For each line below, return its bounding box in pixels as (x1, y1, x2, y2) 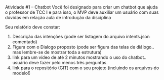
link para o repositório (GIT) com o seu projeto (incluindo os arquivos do (12, 65, 159, 71)
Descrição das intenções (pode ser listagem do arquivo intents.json (12, 34, 150, 39)
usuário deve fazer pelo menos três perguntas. (12, 60, 108, 65)
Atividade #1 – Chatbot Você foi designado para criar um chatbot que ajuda (5, 4, 158, 10)
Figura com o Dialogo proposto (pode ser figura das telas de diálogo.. (12, 44, 154, 50)
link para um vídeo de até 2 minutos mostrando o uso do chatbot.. (12, 54, 147, 60)
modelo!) (12, 70, 31, 76)
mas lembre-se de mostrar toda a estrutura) (12, 49, 102, 55)
